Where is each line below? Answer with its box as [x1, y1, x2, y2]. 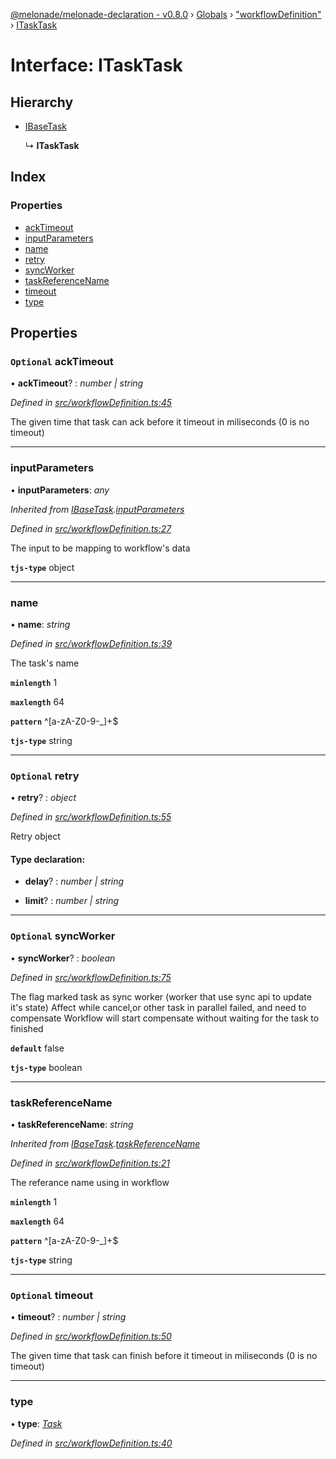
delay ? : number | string [24, 875, 125, 888]
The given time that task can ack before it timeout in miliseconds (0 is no [10, 416, 310, 428]
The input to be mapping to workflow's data [10, 542, 191, 554]
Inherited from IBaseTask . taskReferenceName [10, 1138, 201, 1150]
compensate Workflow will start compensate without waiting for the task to [10, 1012, 320, 1024]
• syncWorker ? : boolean [10, 952, 116, 964]
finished [10, 1022, 44, 1034]
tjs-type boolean [10, 1061, 83, 1073]
